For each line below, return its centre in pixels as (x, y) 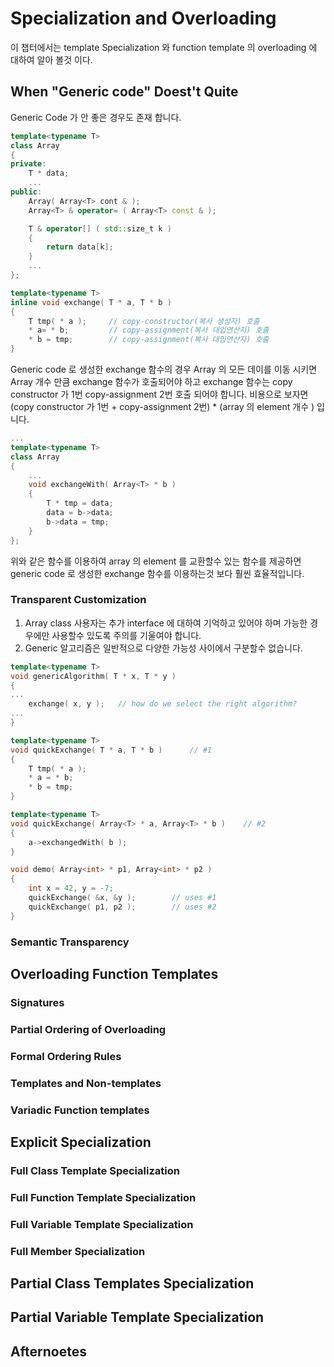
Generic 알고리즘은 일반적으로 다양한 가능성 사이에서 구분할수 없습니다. (163, 648)
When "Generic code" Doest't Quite (124, 92)
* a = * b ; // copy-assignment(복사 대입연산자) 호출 (149, 330)
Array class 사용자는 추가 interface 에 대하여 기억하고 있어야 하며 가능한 (166, 623)
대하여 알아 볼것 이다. (51, 59)
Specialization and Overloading (143, 18)
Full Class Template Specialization (95, 1170)
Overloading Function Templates (114, 973)
